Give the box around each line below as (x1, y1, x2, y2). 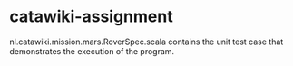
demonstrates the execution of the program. (9, 45, 175, 56)
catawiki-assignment (9, 6, 174, 27)
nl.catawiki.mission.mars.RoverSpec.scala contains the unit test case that (9, 36, 284, 47)
